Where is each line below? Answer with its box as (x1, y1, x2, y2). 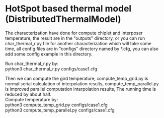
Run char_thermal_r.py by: (5, 60, 59, 66)
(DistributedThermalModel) (5, 13, 121, 25)
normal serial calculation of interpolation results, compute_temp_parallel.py (5, 80, 159, 87)
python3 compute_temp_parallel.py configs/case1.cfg (5, 107, 115, 113)
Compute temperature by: (5, 96, 58, 102)
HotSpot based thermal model (5, 3, 132, 14)
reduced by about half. (5, 91, 52, 97)
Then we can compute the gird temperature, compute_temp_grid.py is (5, 75, 148, 81)
